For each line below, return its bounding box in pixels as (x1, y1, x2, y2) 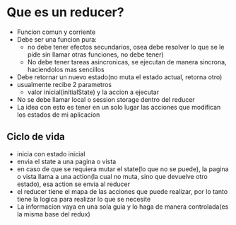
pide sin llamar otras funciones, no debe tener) (27, 50, 164, 59)
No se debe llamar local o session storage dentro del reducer (16, 95, 195, 103)
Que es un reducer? (6, 4, 124, 21)
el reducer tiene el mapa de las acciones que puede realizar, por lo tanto (16, 187, 228, 195)
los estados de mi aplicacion (16, 110, 100, 119)
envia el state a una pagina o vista (16, 157, 117, 166)
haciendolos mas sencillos (27, 65, 105, 74)
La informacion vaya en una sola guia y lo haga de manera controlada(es (16, 202, 229, 211)
